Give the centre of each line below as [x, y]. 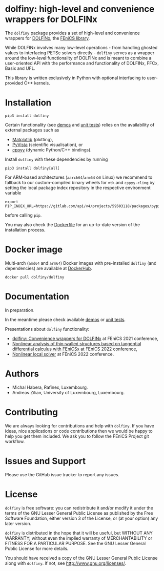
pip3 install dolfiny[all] [32, 168]
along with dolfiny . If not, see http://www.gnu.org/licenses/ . [66, 563]
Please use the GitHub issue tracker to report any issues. [62, 474]
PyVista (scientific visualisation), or [47, 145]
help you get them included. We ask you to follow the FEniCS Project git [77, 436]
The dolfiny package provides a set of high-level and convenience [72, 33]
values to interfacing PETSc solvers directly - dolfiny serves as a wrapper [80, 53]
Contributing [31, 412]
